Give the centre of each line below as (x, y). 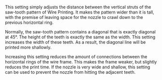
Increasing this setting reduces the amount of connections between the (76, 57)
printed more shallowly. (28, 47)
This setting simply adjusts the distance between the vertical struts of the (78, 7)
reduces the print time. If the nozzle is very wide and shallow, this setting (78, 67)
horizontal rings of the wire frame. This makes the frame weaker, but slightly (81, 62)
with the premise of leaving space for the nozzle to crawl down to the (74, 17)
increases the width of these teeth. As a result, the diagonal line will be (75, 42)
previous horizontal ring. (29, 22)
